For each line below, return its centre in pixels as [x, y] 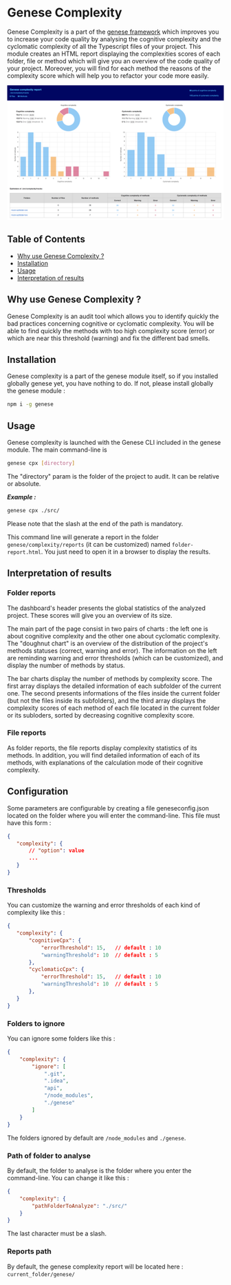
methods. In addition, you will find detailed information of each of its [104, 755]
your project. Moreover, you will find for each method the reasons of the [109, 68]
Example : [22, 497]
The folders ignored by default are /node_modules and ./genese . [97, 1138]
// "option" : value [56, 851]
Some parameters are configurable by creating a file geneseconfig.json [108, 808]
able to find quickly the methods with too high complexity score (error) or [111, 331]
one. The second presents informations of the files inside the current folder [114, 693]
